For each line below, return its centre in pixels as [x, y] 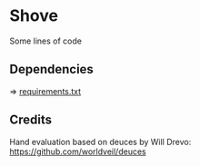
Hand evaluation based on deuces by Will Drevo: [100, 142]
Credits [31, 120]
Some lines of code [45, 41]
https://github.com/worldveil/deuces [78, 151]
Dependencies [51, 69]
